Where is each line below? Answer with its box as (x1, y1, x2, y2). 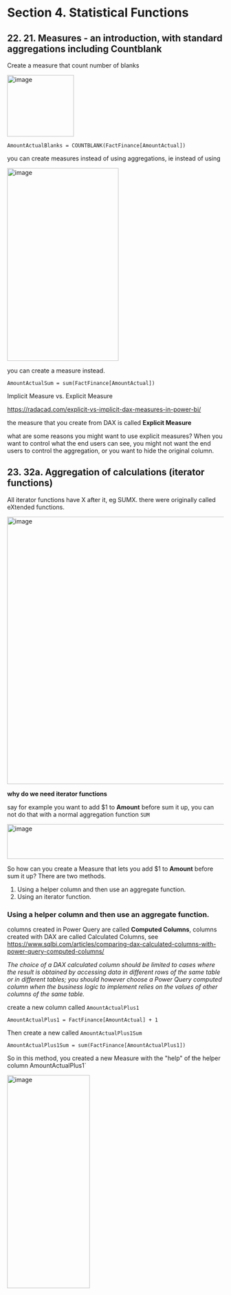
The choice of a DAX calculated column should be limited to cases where (7, 961, 215, 969)
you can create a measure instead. (7, 366, 105, 375)
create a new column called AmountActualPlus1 (7, 1004, 140, 1012)
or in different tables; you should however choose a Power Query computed (7, 975, 222, 984)
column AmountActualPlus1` (7, 1061, 87, 1070)
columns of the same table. (7, 990, 85, 998)
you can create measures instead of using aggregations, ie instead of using (7, 154, 221, 163)
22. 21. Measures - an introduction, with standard (7, 32, 223, 44)
